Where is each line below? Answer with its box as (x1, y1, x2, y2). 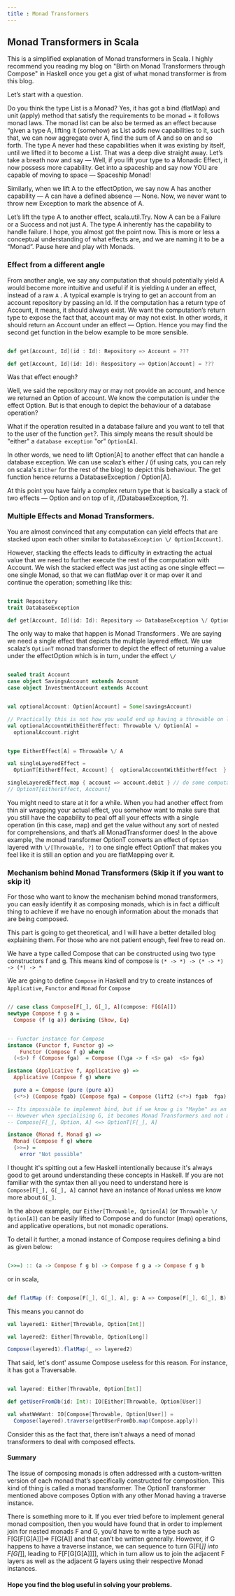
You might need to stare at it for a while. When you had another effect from (7, 798, 224, 806)
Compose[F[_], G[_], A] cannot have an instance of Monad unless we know (7, 1185, 222, 1194)
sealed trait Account (7, 671, 71, 678)
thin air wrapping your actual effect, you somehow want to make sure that (7, 806, 220, 814)
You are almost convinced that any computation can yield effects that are (7, 527, 218, 536)
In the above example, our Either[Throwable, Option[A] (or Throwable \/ (7, 1206, 218, 1215)
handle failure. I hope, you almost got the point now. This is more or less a (7, 228, 220, 236)
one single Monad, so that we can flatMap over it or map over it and (7, 571, 203, 579)
